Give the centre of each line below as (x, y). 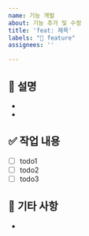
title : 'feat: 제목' (40, 30)
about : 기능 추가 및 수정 (45, 23)
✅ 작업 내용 (34, 141)
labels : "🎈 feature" (42, 38)
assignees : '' (32, 45)
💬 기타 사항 (33, 206)
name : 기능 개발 (32, 15)
